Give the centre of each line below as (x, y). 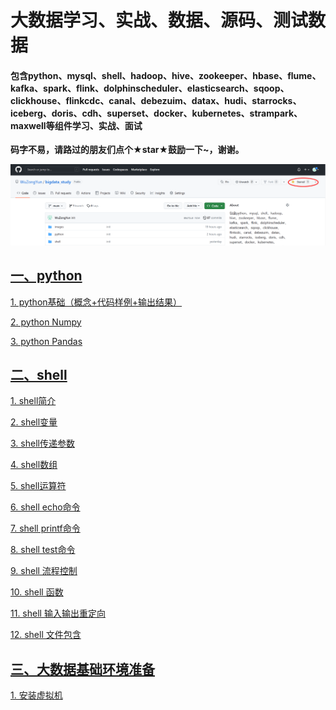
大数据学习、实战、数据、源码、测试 (159, 20)
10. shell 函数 (37, 592)
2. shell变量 (34, 422)
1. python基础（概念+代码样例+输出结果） (96, 302)
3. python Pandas (46, 341)
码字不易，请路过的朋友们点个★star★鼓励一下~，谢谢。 (127, 150)
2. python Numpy (46, 322)
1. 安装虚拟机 (36, 695)
